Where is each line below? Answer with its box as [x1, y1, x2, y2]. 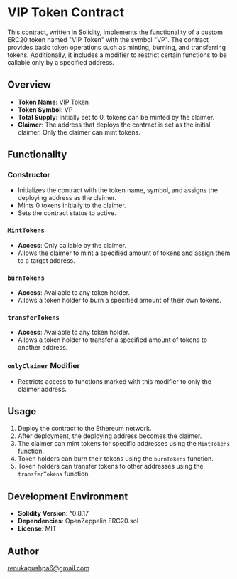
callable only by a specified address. [7, 58, 115, 66]
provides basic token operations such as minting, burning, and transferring [7, 43, 226, 51]
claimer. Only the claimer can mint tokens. [17, 127, 140, 136]
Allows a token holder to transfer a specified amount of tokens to [17, 335, 208, 344]
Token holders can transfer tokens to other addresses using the [17, 462, 204, 471]
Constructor [7, 170, 51, 180]
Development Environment [7, 490, 128, 502]
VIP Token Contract [7, 4, 125, 21]
